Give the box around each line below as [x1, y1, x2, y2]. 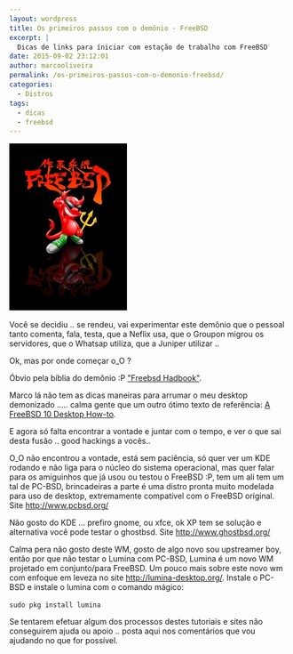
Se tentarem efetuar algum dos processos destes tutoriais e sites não [9, 617, 264, 627]
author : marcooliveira [9, 61, 93, 70]
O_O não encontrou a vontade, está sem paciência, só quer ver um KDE [9, 453, 271, 464]
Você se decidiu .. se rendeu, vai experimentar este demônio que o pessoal [9, 319, 285, 330]
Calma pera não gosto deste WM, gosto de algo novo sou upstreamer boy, [9, 544, 281, 555]
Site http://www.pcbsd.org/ [9, 500, 109, 511]
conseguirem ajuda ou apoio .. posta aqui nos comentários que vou [9, 626, 256, 636]
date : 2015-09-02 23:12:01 [9, 52, 109, 61]
